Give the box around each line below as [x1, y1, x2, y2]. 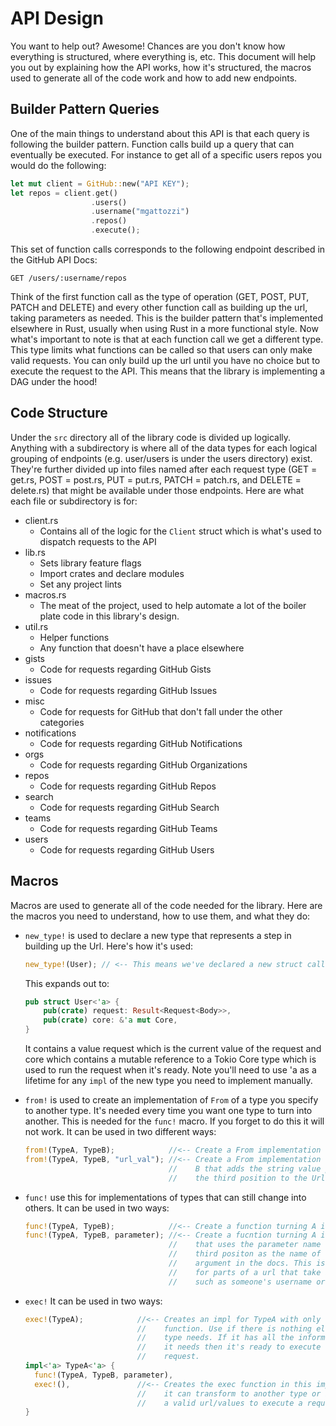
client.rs [24, 514, 59, 526]
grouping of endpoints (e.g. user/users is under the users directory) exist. [10, 452, 313, 464]
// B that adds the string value [168, 1163, 322, 1174]
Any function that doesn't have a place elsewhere [39, 642, 245, 654]
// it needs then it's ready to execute [136, 1342, 322, 1352]
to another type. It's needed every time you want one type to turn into [24, 1105, 313, 1116]
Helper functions [39, 631, 110, 643]
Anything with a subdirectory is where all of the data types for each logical [10, 442, 318, 454]
